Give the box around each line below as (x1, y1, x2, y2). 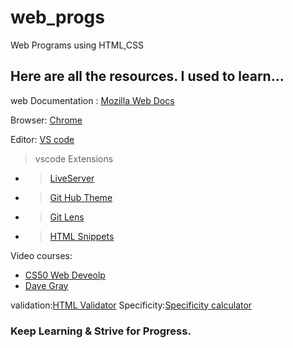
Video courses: (10, 249, 73, 261)
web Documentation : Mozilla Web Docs (10, 94, 175, 106)
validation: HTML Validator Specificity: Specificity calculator (10, 299, 253, 311)
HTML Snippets (49, 230, 115, 242)
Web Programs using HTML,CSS (10, 39, 144, 51)
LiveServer (49, 172, 95, 184)
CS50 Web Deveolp (24, 269, 106, 281)
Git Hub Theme (49, 191, 113, 203)
